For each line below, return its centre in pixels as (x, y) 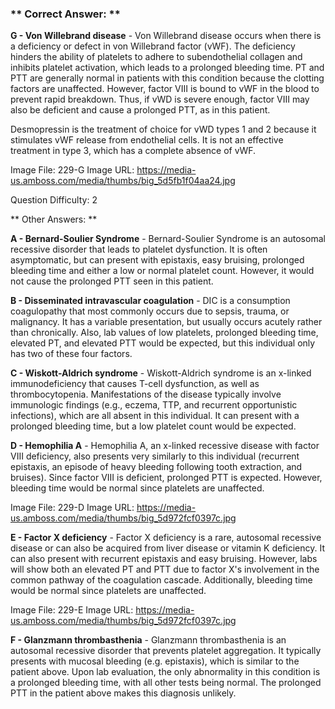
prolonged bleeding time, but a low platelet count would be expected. (153, 426)
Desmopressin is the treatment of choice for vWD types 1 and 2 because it (163, 129)
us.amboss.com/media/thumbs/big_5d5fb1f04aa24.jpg (123, 181)
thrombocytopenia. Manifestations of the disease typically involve (146, 394)
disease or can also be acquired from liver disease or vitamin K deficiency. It (168, 548)
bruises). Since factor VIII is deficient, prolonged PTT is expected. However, (166, 478)
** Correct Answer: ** (65, 14)
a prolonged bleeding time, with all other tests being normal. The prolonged (166, 683)
